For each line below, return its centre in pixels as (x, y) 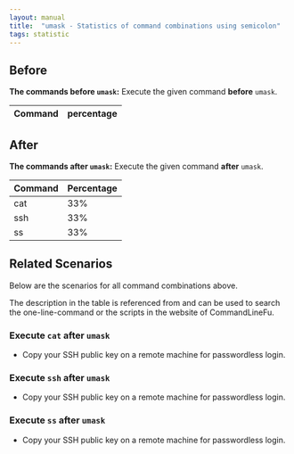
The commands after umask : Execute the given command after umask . (136, 166)
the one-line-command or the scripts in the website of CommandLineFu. (142, 312)
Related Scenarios (61, 264)
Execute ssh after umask (60, 378)
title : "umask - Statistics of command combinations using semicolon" (145, 26)
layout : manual (37, 17)
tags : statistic (39, 34)
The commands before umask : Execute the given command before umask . (143, 92)
